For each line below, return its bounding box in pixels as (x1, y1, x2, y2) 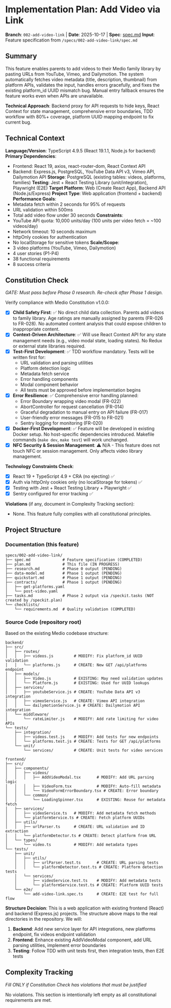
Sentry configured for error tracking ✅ (12, 490, 93, 496)
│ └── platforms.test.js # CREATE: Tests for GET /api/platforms (14, 739, 161, 744)
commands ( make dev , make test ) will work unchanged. (12, 436, 129, 442)
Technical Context (5, 134, 65, 143)
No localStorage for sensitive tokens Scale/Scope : (12, 239, 119, 245)
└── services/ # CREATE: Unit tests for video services (23, 748, 163, 753)
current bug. (5, 119, 32, 125)
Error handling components (20, 376, 78, 382)
